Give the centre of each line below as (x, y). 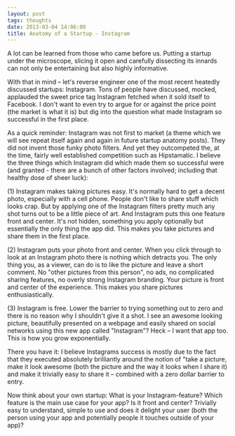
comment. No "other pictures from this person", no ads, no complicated (111, 272)
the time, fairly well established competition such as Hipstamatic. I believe (114, 155)
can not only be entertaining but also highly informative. (88, 68)
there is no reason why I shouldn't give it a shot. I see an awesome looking (115, 316)
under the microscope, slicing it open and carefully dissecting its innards (112, 61)
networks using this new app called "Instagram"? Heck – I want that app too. (118, 331)
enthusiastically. (31, 295)
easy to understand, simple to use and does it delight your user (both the (113, 410)
